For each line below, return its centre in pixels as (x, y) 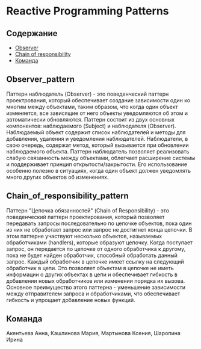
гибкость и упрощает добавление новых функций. (71, 300)
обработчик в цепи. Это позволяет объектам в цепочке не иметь (90, 268)
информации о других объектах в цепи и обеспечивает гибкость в (92, 274)
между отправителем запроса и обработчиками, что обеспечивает (93, 294)
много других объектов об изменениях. (57, 177)
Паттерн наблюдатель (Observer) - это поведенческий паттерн (88, 94)
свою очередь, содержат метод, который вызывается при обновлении (97, 145)
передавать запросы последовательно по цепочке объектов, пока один (99, 223)
